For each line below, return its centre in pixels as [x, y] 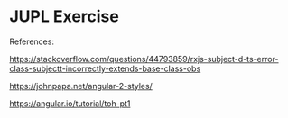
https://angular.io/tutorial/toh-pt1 [70, 103]
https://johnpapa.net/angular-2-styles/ [81, 86]
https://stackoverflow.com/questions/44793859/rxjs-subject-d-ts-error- [144, 59]
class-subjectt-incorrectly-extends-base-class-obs [105, 68]
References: [32, 41]
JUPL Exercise [64, 17]
